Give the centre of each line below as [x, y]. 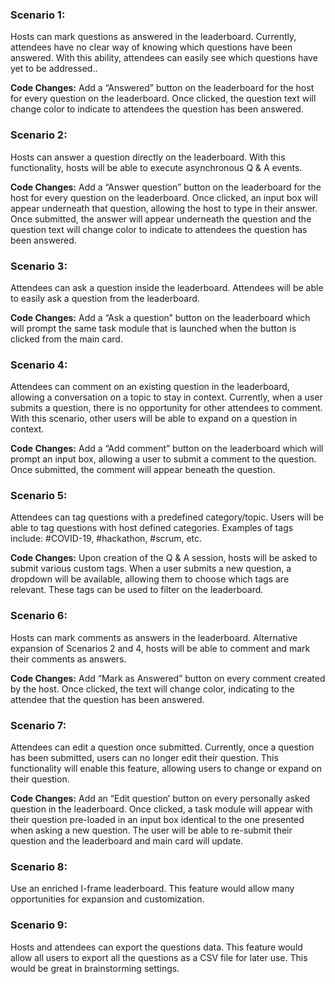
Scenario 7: [38, 725]
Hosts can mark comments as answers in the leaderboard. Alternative [154, 637]
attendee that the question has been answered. [107, 699]
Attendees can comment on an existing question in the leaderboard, [150, 387]
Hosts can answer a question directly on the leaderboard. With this [148, 157]
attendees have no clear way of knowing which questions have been [151, 47]
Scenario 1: [38, 15]
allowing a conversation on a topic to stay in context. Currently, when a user [166, 397]
